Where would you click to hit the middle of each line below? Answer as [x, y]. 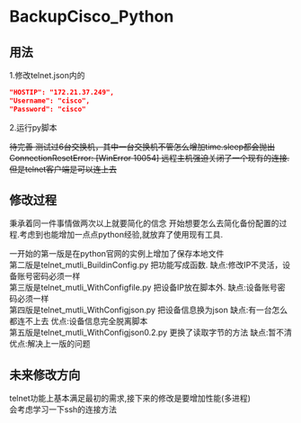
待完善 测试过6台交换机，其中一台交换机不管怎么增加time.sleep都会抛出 [142, 147]
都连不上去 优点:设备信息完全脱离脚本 [79, 321]
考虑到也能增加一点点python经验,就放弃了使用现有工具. [121, 235]
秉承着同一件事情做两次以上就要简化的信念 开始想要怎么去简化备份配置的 [144, 223]
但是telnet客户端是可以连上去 [63, 169]
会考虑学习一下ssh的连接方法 [63, 409]
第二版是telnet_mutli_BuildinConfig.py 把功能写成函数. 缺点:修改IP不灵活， [146, 265]
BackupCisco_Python [92, 17]
